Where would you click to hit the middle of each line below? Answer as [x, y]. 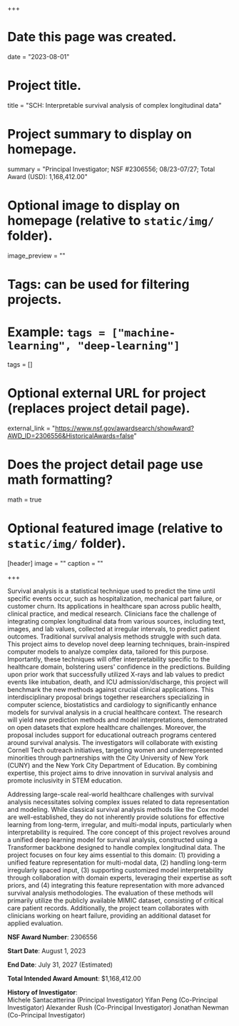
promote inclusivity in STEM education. [65, 780]
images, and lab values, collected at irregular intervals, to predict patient [113, 629]
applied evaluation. [35, 923]
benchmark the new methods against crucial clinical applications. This [111, 689]
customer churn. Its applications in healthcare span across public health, [114, 606]
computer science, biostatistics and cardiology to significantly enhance [112, 704]
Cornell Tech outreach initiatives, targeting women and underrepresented [115, 750]
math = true [25, 499]
